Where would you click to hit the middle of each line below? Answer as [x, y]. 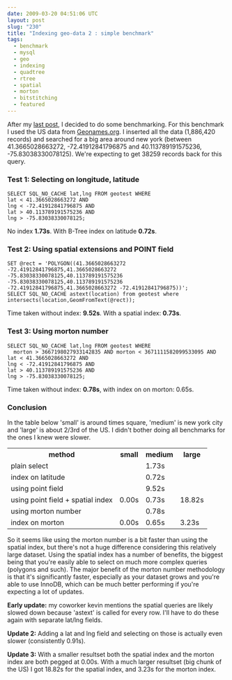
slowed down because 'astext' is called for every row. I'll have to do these [113, 613]
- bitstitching [36, 98]
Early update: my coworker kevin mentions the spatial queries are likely [110, 605]
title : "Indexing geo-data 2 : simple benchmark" [81, 33]
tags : [15, 40]
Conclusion [27, 407]
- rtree [25, 78]
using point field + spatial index [62, 500]
